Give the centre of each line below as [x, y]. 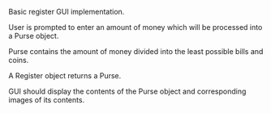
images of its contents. [47, 100]
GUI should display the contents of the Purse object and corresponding [127, 91]
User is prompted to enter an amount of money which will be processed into [135, 27]
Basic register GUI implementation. [67, 12]
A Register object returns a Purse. [65, 75]
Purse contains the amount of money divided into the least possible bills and [136, 51]
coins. [19, 60]
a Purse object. [34, 36]
